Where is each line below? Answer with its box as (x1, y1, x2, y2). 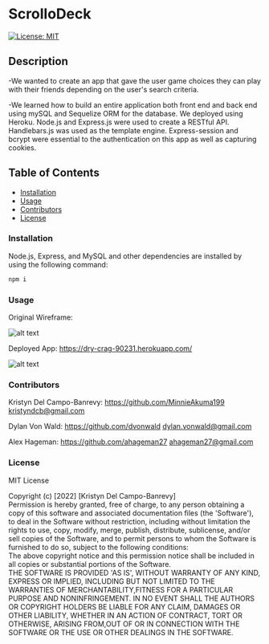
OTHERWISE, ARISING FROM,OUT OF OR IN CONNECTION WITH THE (8, 619, 240, 629)
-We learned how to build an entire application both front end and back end (8, 100, 258, 109)
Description (8, 55, 68, 68)
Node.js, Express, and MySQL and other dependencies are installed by (8, 251, 243, 261)
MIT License (8, 475, 50, 485)
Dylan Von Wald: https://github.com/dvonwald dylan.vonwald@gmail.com (8, 422, 252, 431)
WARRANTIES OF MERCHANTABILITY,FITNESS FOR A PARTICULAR (8, 585, 234, 594)
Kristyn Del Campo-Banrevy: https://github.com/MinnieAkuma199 (8, 397, 225, 407)
